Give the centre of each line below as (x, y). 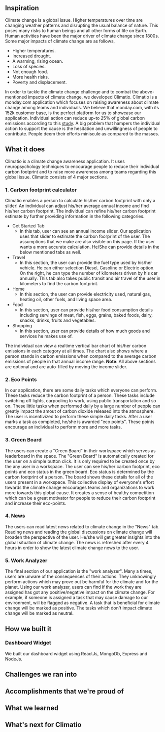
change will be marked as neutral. (39, 613)
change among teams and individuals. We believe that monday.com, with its (82, 107)
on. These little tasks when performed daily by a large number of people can (83, 406)
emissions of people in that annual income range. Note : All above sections (81, 361)
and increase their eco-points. (36, 503)
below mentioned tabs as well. (50, 252)
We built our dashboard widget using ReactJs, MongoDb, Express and (76, 653)
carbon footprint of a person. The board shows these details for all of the (79, 477)
